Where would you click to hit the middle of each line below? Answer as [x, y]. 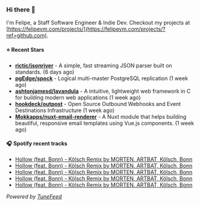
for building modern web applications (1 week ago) [78, 97]
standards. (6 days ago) [45, 72]
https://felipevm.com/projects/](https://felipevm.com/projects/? [87, 29]
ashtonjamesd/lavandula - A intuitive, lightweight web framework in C [103, 91]
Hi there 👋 [21, 10]
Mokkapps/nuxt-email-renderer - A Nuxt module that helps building [101, 116]
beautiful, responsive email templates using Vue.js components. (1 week [105, 123]
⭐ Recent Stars [25, 49]
